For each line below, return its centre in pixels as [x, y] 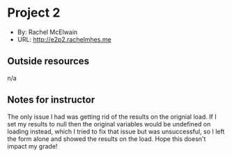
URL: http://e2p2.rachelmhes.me [64, 39]
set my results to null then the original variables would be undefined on [109, 124]
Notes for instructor [51, 100]
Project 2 [34, 13]
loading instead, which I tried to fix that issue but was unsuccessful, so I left [116, 131]
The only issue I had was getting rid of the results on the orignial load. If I [112, 117]
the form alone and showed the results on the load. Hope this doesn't [107, 139]
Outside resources [48, 61]
